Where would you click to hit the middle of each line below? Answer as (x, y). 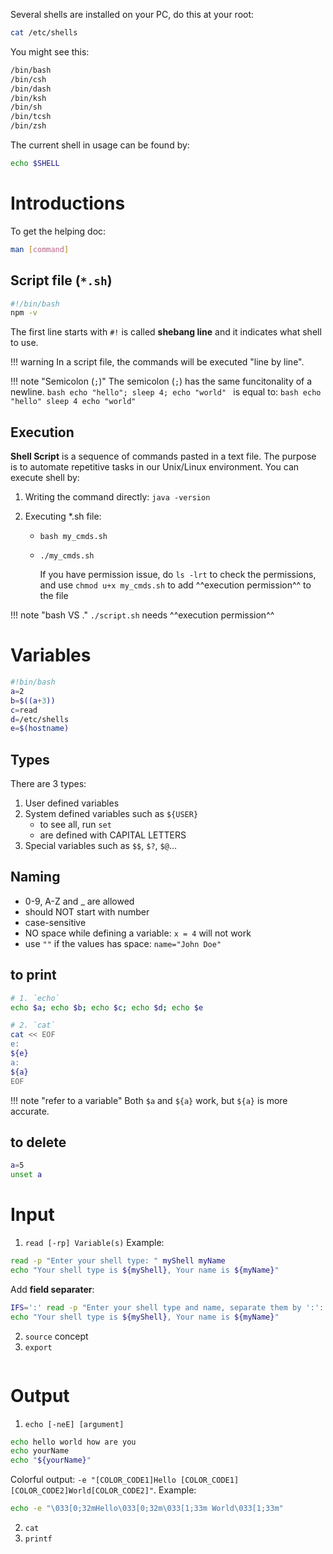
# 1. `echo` (35, 998)
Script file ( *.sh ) (61, 280)
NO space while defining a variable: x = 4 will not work (138, 933)
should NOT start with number (87, 911)
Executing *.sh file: (63, 516)
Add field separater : (52, 1289)
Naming (35, 877)
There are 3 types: (48, 784)
